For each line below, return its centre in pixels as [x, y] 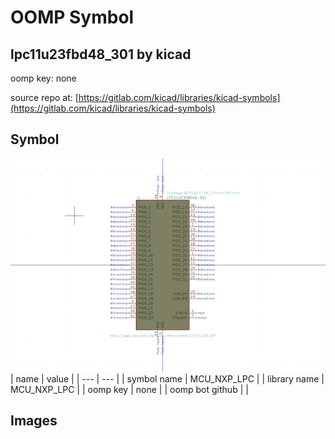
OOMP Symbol [72, 17]
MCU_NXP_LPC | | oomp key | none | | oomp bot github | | [129, 389]
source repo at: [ [44, 97]
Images [34, 421]
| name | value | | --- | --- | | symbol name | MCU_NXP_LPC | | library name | [167, 378]
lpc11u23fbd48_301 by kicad [101, 54]
